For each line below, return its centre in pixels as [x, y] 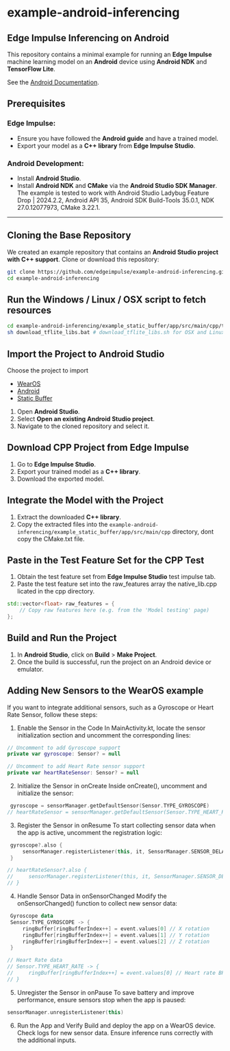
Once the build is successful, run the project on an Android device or [114, 662]
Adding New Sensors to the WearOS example [105, 691]
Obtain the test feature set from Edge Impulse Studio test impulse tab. [116, 577]
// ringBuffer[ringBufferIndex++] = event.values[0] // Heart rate [111, 973]
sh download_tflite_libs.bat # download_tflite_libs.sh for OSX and [107, 333]
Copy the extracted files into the [62, 524]
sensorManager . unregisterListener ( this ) [66, 1012]
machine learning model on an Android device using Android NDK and [107, 62]
